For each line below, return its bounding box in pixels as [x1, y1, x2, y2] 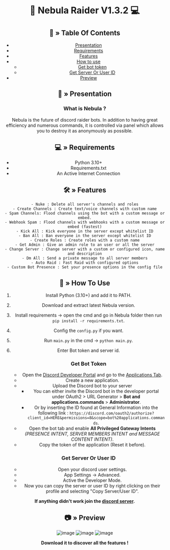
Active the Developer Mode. [63, 477, 122, 483]
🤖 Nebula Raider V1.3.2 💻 [29, 5, 140, 16]
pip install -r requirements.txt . [52, 318, 125, 324]
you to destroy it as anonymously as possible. [36, 127, 133, 134]
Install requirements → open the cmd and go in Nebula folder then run [15, 312, 162, 319]
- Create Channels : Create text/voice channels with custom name [12, 206, 157, 211]
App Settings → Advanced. [64, 472, 121, 478]
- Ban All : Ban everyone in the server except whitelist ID [18, 233, 151, 239]
